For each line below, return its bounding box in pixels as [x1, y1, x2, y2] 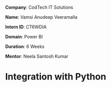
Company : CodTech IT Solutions [5, 5, 74, 10]
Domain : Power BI [5, 34, 43, 39]
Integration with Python [5, 71, 106, 82]
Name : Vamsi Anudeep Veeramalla [5, 14, 78, 20]
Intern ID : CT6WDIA [5, 24, 47, 30]
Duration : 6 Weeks [5, 43, 44, 50]
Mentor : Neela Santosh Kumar [5, 53, 69, 59]
